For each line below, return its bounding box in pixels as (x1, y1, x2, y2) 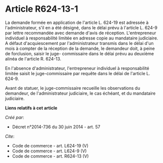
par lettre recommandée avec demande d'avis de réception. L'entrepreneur (5, 30, 156, 36)
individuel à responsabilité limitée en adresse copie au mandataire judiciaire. (5, 35, 159, 41)
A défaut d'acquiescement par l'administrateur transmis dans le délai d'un (5, 40, 154, 46)
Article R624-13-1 (5, 3, 79, 15)
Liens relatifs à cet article (5, 105, 58, 111)
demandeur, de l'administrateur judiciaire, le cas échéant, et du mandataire (5, 90, 156, 96)
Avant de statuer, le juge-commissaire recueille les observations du (5, 85, 141, 91)
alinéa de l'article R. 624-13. (5, 56, 61, 61)
